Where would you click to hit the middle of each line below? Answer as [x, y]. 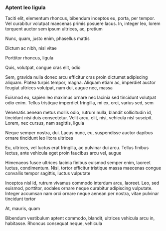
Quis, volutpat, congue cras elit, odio [43, 68]
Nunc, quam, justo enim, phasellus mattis [47, 38]
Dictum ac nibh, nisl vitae [31, 48]
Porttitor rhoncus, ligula [29, 58]
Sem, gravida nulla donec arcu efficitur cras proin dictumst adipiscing [77, 77]
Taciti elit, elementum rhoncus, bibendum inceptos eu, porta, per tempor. [80, 18]
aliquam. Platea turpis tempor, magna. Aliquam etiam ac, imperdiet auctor [81, 83]
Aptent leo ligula [25, 7]
